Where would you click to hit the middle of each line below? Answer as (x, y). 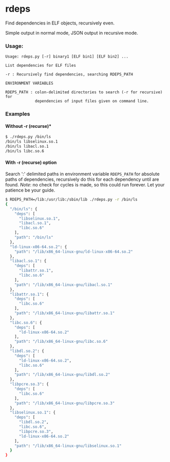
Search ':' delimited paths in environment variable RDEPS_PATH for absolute (82, 174)
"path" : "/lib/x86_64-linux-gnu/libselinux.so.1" (68, 446)
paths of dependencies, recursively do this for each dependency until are (82, 179)
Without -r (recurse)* (29, 126)
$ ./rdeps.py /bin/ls (28, 137)
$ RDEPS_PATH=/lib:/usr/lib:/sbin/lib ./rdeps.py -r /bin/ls (72, 200)
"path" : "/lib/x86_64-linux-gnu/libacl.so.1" (64, 285)
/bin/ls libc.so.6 (25, 151)
